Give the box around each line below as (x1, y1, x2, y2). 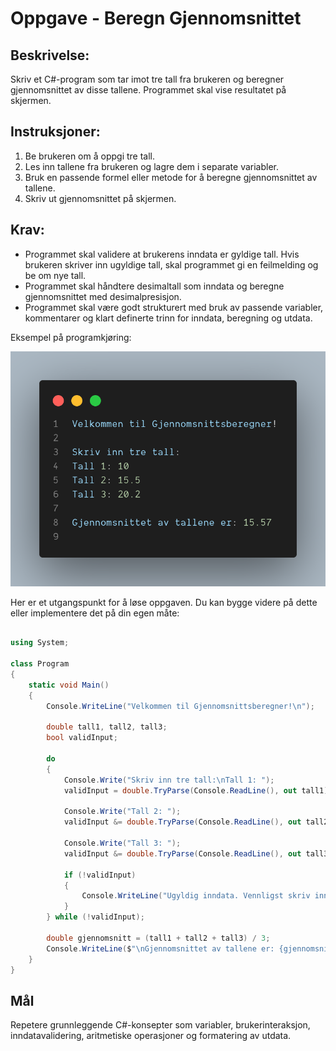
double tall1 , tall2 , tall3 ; (46, 722, 168, 732)
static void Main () (28, 680, 110, 690)
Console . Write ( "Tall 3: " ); (63, 838, 182, 849)
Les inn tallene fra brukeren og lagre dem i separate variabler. (24, 160, 280, 172)
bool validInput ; (46, 733, 118, 743)
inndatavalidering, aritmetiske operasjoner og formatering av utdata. (10, 1030, 292, 1042)
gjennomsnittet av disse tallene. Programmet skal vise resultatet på (10, 84, 287, 96)
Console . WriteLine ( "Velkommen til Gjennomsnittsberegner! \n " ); (46, 701, 315, 711)
